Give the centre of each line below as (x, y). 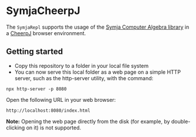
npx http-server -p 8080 (36, 89)
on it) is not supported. (54, 128)
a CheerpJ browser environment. (46, 33)
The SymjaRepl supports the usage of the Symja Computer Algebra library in (98, 27)
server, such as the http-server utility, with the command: (84, 78)
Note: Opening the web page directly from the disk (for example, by (88, 121)
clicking (16, 128)
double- (181, 121)
